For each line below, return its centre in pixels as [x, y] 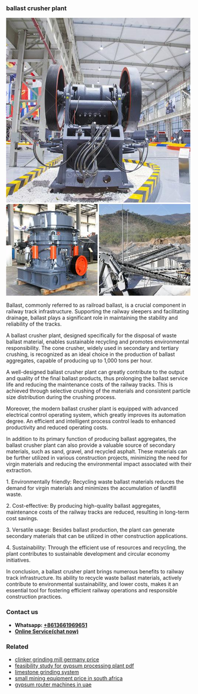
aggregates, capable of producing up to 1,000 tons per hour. [79, 361]
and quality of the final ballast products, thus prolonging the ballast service [97, 378]
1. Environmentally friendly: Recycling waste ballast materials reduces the [95, 482]
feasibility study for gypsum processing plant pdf [74, 666]
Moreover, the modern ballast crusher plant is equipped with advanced [92, 408]
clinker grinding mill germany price [57, 659]
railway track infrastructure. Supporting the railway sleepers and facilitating [98, 312]
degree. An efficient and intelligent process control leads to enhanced [91, 421]
